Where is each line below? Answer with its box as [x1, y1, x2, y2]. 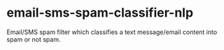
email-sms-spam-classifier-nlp [6, 5, 194, 21]
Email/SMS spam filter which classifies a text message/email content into [6, 28, 218, 36]
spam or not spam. [6, 35, 61, 43]
